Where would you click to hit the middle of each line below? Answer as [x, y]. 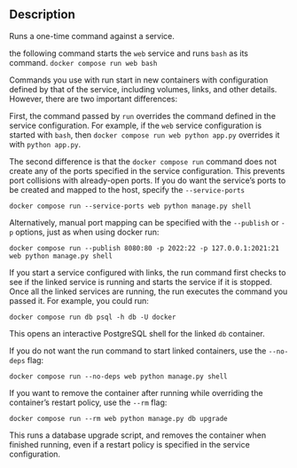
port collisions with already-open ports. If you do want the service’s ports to [148, 180]
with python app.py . [45, 144]
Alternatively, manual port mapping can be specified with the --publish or [144, 222]
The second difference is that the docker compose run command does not [143, 161]
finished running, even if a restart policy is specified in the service [129, 444]
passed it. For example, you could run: [79, 300]
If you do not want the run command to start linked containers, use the [138, 351]
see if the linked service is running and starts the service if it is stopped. [141, 282]
